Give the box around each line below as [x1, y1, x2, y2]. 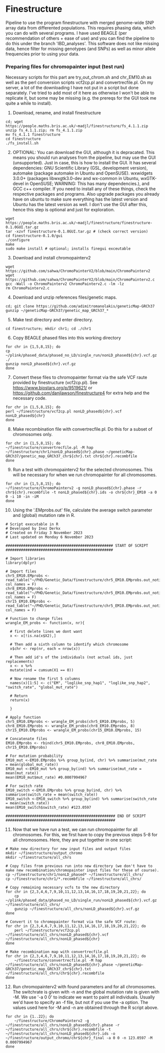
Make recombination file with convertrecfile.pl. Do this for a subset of [12, 426, 153, 432]
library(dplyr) [5, 561, 37, 565]
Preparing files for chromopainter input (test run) [5, 63, 124, 70]
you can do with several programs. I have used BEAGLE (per [5, 30, 127, 36]
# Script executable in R [5, 522, 58, 527]
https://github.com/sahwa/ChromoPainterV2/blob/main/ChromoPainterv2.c [5, 277, 155, 283]
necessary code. [12, 395, 47, 401]
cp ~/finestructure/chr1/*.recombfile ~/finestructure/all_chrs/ [5, 876, 141, 881]
